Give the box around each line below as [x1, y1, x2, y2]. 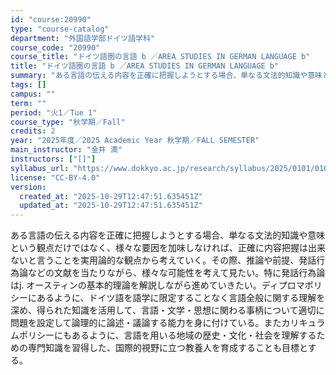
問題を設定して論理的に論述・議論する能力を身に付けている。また [10, 317, 282, 329]
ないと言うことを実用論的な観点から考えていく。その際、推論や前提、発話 [10, 254, 317, 266]
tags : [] [10, 80, 47, 90]
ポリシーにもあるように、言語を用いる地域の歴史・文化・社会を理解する [18, 329, 317, 341]
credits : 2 [10, 126, 56, 136]
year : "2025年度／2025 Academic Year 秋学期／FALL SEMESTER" [10, 136, 260, 146]
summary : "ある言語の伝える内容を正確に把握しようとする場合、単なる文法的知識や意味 [10, 71, 323, 81]
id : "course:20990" [10, 14, 92, 25]
